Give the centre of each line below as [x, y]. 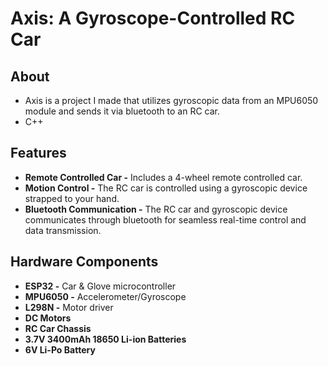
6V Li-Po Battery [60, 349]
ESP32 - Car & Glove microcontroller [100, 286]
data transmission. [63, 230]
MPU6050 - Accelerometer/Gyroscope [105, 296]
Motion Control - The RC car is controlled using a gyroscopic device [166, 188]
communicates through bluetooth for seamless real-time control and [165, 219]
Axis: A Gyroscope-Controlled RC [153, 18]
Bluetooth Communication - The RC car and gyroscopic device [156, 209]
